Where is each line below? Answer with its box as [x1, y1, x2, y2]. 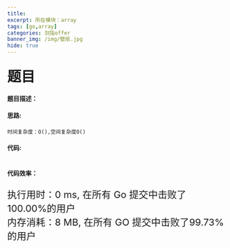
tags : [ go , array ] [7, 23, 57, 30]
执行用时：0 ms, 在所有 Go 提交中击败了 [7, 188, 187, 200]
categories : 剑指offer [7, 29, 71, 37]
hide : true [7, 42, 39, 49]
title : [7, 10, 26, 17]
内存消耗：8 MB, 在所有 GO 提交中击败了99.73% [7, 216, 224, 228]
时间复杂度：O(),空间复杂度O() [7, 128, 86, 135]
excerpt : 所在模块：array [7, 17, 77, 23]
